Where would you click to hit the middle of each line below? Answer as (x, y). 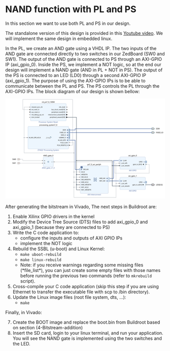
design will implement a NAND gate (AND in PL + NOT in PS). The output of (84, 70)
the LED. (21, 343)
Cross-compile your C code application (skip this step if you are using (86, 286)
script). (28, 281)
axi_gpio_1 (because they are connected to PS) (61, 227)
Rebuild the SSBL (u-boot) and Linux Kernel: (59, 249)
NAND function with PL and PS (71, 9)
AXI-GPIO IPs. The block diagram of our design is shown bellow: (73, 91)
